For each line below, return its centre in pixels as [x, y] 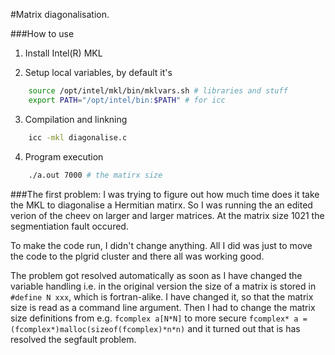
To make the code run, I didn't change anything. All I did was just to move [161, 245]
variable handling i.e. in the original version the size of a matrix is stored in [163, 286]
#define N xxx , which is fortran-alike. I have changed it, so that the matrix [162, 296]
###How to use [42, 33]
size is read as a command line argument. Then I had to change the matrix [163, 307]
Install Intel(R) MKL [63, 53]
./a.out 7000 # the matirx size [95, 175]
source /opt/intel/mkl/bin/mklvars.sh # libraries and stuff [158, 91]
